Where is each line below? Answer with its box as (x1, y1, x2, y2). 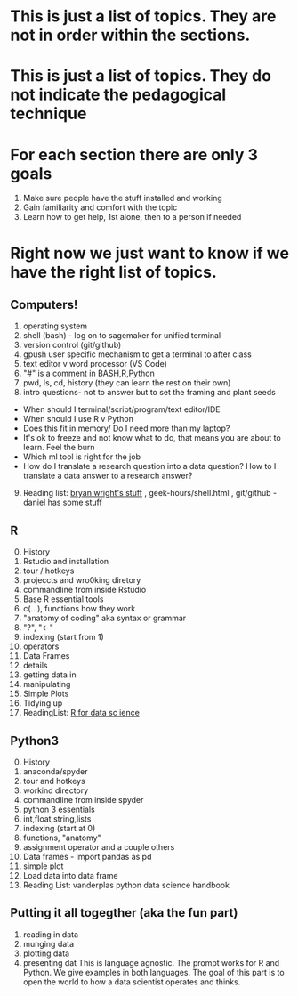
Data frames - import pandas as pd (22, 851, 152, 862)
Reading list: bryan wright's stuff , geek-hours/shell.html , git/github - (22, 488, 278, 498)
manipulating (22, 679, 71, 690)
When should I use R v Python (22, 414, 134, 425)
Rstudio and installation (22, 556, 109, 567)
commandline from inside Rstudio (22, 585, 147, 595)
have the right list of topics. (10, 262, 217, 282)
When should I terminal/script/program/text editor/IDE (22, 404, 221, 415)
